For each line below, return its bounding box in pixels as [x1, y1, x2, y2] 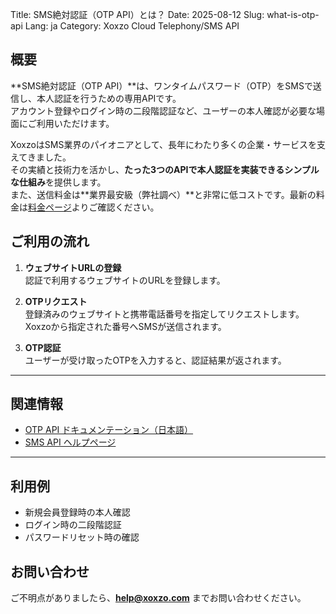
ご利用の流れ [10, 233, 90, 250]
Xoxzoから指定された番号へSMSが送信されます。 [24, 320, 227, 332]
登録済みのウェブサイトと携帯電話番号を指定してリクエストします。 [24, 308, 305, 320]
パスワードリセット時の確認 [24, 531, 140, 543]
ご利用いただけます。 [27, 117, 115, 129]
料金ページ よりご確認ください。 [28, 201, 160, 213]
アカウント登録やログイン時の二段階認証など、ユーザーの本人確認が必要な [10, 104, 317, 117]
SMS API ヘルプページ [24, 436, 117, 448]
